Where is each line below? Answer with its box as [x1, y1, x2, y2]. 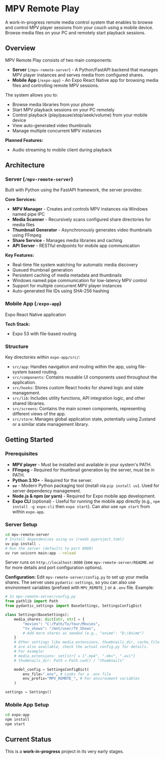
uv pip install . [5, 541, 41, 546]
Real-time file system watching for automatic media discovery [12, 262, 138, 268]
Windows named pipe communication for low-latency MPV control [12, 277, 147, 283]
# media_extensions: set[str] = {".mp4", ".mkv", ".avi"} [14, 654, 135, 658]
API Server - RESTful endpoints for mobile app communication [12, 242, 140, 249]
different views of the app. [12, 411, 66, 417]
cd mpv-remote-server [5, 532, 50, 537]
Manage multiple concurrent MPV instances [12, 128, 102, 134]
